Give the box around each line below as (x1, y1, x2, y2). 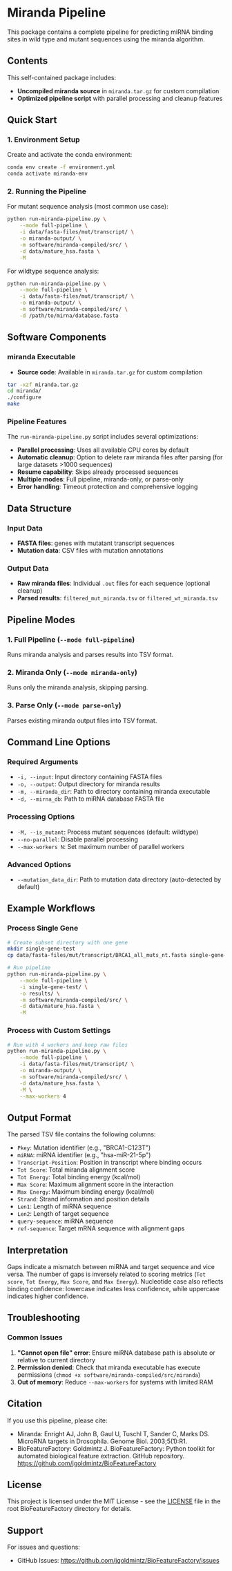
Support (7, 1525, 43, 1536)
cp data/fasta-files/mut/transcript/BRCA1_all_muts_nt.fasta (7, 952, 187, 959)
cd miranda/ (7, 388, 41, 394)
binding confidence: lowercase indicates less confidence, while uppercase (7, 1285, 220, 1293)
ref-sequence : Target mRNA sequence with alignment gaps (17, 1224, 185, 1232)
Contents (7, 55, 48, 67)
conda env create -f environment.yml (7, 164, 116, 171)
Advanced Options (7, 859, 71, 869)
